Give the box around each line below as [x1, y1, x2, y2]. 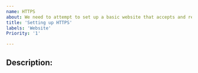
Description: [6, 57, 53, 68]
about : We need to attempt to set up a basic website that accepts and [6, 14, 186, 20]
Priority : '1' [6, 31, 41, 36]
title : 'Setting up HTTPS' [6, 19, 72, 25]
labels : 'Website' [6, 25, 51, 31]
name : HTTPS [6, 8, 35, 15]
